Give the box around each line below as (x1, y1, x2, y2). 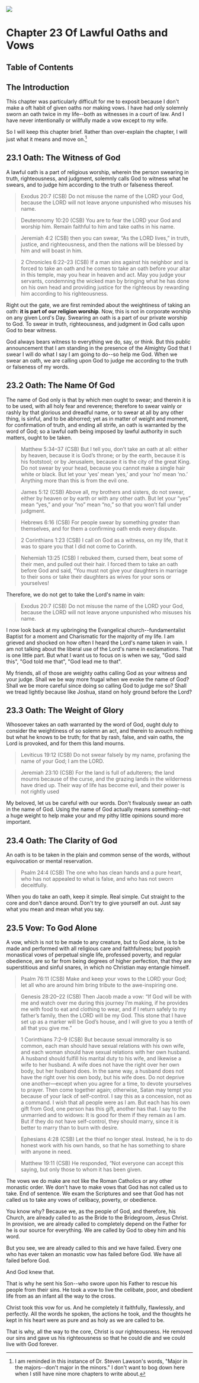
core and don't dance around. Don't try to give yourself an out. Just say (6, 900, 181, 907)
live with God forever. (6, 1341, 58, 1348)
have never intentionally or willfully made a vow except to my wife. (6, 117, 168, 124)
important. (6, 819, 31, 826)
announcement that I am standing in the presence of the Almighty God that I (6, 344, 191, 351)
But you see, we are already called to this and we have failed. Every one (6, 1244, 182, 1252)
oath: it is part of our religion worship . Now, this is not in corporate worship (6, 307, 191, 315)
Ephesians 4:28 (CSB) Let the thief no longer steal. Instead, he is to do (20, 1135, 192, 1143)
